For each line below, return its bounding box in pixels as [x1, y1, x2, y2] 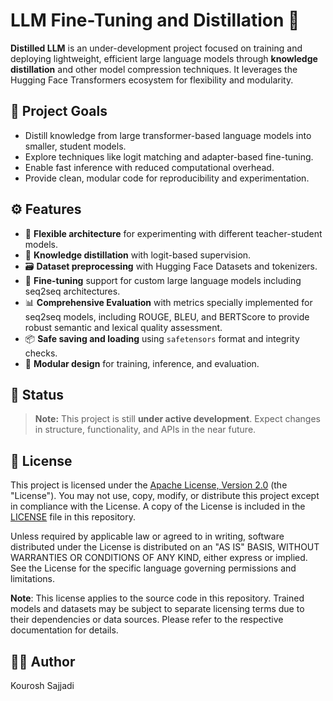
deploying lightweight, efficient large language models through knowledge [10, 52, 318, 64]
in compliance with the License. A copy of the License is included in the [10, 500, 306, 513]
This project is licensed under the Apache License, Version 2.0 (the [10, 479, 288, 491]
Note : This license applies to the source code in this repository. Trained [10, 592, 305, 604]
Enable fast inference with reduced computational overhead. [24, 161, 275, 173]
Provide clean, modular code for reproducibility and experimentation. [24, 172, 310, 184]
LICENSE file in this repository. [10, 511, 137, 523]
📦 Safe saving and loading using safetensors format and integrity [24, 332, 300, 344]
